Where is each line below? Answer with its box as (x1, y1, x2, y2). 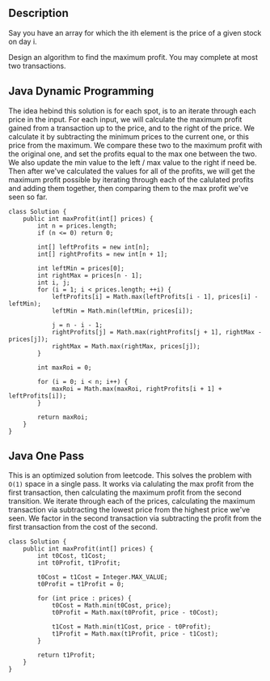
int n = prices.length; (37, 222, 117, 230)
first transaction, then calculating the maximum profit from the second (8, 487, 243, 497)
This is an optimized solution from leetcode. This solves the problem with (8, 470, 252, 480)
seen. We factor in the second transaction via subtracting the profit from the (8, 513, 262, 523)
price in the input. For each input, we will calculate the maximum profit (8, 114, 243, 124)
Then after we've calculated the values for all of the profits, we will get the (8, 166, 255, 176)
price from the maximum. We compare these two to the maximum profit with (8, 140, 263, 150)
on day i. (8, 36, 38, 46)
